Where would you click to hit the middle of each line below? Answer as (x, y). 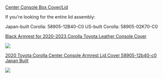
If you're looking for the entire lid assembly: (50, 17)
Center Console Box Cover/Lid (37, 7)
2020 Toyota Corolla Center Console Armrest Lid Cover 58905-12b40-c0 (81, 55)
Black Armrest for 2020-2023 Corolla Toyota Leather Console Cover (76, 36)
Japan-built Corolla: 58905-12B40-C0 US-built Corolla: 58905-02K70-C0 (81, 26)
